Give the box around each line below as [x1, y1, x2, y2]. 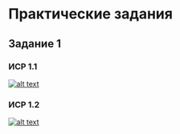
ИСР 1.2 [8, 99, 40, 110]
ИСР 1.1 [8, 61, 38, 72]
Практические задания [8, 5, 173, 23]
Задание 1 [8, 37, 62, 51]
